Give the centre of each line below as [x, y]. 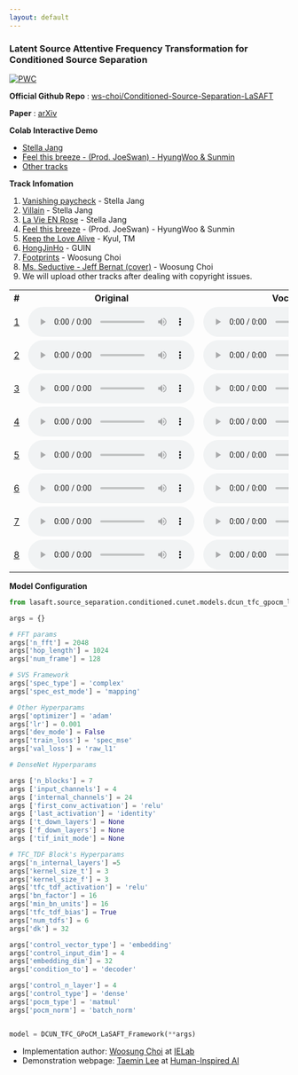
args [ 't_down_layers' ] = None [67, 822]
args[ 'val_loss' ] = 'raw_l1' [63, 749]
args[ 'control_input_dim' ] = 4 [67, 953]
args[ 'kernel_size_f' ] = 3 [59, 879]
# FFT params [33, 634]
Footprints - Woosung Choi [71, 257]
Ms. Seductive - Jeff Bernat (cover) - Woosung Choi [118, 266]
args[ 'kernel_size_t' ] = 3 [59, 871]
